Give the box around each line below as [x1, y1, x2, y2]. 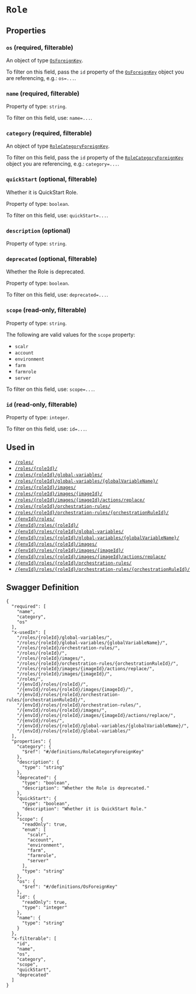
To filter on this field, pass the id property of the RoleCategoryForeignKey [6, 154, 184, 161]
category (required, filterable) [6, 129, 92, 138]
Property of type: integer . [6, 413, 70, 420]
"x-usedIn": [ [11, 629, 46, 635]
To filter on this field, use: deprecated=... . [6, 291, 108, 298]
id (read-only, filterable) [6, 400, 78, 409]
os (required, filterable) [6, 43, 73, 52]
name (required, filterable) [6, 89, 80, 97]
